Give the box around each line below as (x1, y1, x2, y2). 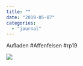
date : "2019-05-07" (6, 14, 55, 20)
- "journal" (11, 25, 42, 32)
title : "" (6, 8, 31, 15)
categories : (6, 20, 36, 26)
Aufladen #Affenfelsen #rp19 (6, 42, 78, 49)
